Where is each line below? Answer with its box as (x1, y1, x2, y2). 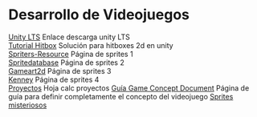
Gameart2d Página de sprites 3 (8, 66, 112, 75)
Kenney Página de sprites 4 (8, 75, 100, 84)
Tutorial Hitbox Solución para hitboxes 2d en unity (8, 40, 174, 50)
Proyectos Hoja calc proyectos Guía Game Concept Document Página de (8, 83, 250, 93)
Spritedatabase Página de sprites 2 (8, 58, 124, 67)
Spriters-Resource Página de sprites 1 (8, 49, 134, 58)
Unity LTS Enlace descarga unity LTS (8, 32, 131, 42)
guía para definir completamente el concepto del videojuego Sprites (8, 91, 234, 101)
